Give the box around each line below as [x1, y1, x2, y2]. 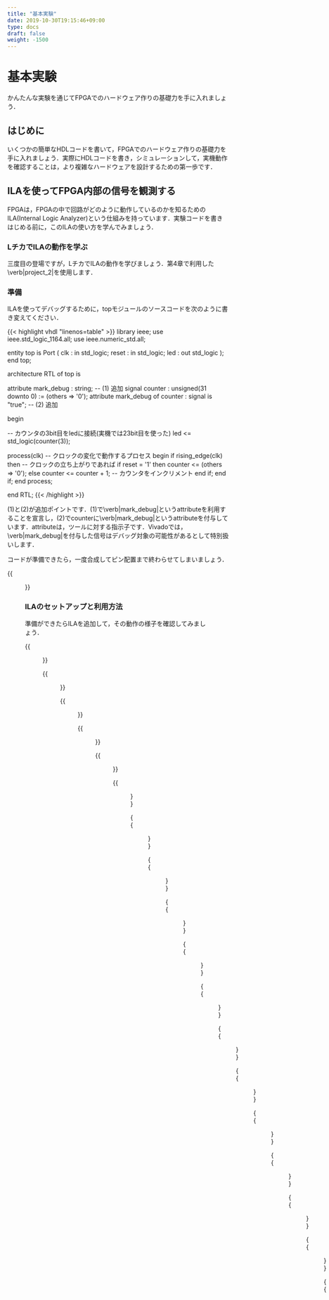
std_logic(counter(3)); [7, 437, 70, 445]
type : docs [7, 23, 39, 30]
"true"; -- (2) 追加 [7, 400, 58, 409]
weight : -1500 [7, 37, 49, 44]
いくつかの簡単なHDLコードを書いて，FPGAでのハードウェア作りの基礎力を [7, 145, 227, 153]
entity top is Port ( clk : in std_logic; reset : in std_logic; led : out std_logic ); [7, 349, 224, 357]
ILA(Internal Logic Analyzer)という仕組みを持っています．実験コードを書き [7, 214, 224, 222]
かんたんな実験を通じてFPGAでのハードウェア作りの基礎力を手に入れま [7, 94, 214, 102]
